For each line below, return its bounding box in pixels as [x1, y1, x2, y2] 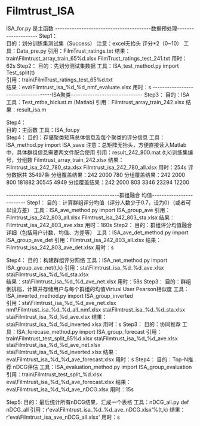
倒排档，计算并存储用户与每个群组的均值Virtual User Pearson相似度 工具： [6, 285, 190, 292]
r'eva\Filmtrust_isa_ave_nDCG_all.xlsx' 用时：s [6, 413, 121, 421]
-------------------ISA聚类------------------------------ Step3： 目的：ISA [6, 91, 190, 98]
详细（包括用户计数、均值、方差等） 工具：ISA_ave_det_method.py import [6, 229, 189, 236]
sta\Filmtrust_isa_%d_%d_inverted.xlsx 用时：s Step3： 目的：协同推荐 [6, 321, 181, 328]
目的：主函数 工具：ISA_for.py [6, 126, 80, 133]
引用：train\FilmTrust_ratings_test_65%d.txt [6, 76, 113, 83]
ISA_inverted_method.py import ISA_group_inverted [6, 292, 133, 299]
